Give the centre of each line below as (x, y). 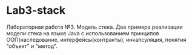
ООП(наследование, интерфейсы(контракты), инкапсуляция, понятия (96, 39)
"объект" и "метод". (32, 46)
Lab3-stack (36, 10)
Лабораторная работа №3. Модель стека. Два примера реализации (94, 27)
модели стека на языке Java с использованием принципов (83, 33)
